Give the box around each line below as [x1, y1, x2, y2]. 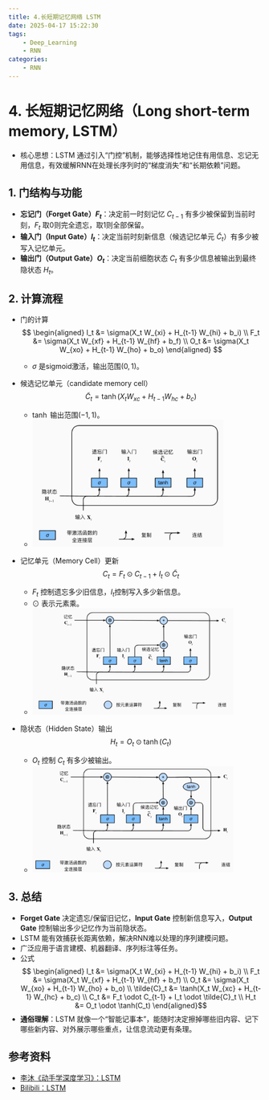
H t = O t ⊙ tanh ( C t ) [109, 737, 172, 749]
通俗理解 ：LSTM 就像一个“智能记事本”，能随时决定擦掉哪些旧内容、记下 [19, 1014, 259, 1024]
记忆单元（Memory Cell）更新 [19, 556, 119, 565]
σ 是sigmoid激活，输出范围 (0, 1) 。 [31, 362, 145, 371]
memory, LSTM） [8, 122, 127, 141]
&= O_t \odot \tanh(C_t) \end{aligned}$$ [75, 1000, 207, 1010]
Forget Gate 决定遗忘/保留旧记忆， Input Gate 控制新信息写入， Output [19, 913, 253, 922]
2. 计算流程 [8, 292, 63, 306]
